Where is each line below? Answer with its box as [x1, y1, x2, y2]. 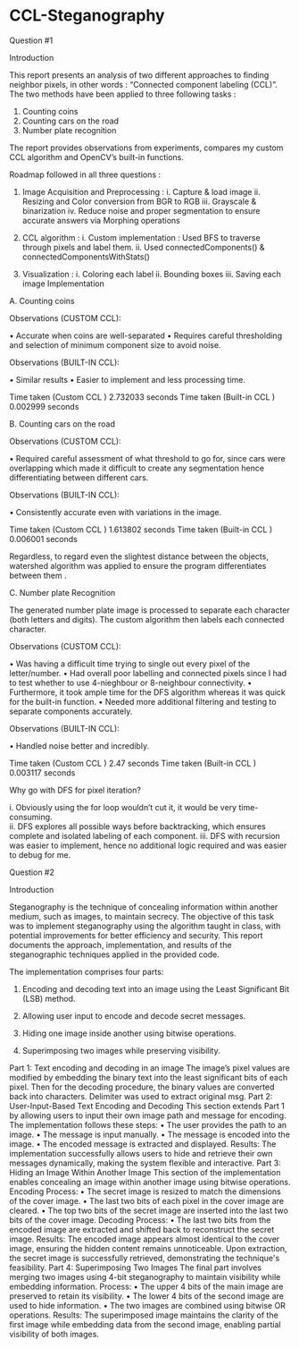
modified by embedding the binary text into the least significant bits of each [9, 1072, 288, 1082]
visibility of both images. [9, 1328, 100, 1339]
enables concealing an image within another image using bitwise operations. [9, 1176, 291, 1187]
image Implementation [21, 278, 104, 289]
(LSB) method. [21, 993, 76, 1004]
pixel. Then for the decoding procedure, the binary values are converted [9, 1081, 275, 1092]
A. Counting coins [9, 295, 76, 306]
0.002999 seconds [9, 401, 79, 411]
